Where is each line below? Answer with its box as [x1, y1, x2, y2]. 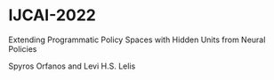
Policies [8, 43, 37, 54]
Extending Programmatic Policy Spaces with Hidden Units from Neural [8, 34, 266, 45]
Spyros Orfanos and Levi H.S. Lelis [8, 61, 136, 71]
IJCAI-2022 [8, 5, 97, 25]
